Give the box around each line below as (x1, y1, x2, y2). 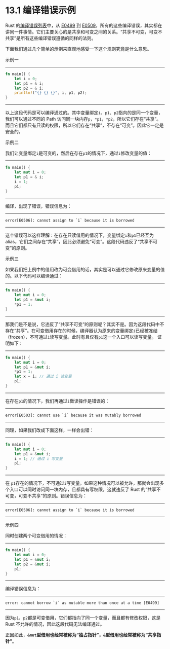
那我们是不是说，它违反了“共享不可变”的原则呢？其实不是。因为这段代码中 (5, 321, 160, 327)
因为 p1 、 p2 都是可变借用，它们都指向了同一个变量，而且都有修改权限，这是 (5, 615, 161, 621)
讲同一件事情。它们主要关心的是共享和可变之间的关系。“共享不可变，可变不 (5, 28, 163, 34)
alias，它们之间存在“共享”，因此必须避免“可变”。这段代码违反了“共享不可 (5, 239, 158, 245)
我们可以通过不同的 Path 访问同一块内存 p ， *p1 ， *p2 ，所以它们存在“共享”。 (5, 116, 161, 122)
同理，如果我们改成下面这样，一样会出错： (5, 427, 94, 433)
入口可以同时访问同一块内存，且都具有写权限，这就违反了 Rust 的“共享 (9, 486, 157, 492)
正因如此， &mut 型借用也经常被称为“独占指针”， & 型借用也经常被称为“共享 (5, 632, 157, 638)
